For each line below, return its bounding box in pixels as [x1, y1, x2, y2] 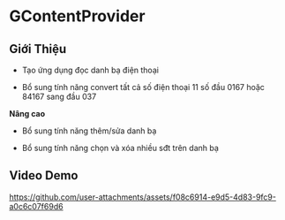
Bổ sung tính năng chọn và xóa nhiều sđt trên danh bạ [21, 143, 219, 153]
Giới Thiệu [9, 42, 67, 57]
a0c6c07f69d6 [9, 201, 64, 211]
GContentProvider [9, 6, 146, 27]
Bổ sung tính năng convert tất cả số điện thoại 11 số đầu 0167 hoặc [21, 82, 265, 92]
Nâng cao [9, 109, 46, 118]
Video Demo [9, 168, 79, 183]
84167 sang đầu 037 [21, 91, 97, 102]
